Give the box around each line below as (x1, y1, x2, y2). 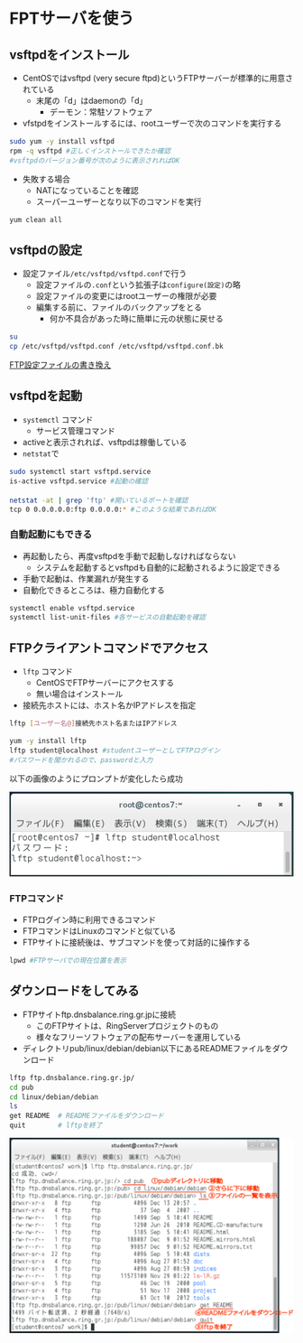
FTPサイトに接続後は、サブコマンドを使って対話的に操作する (22, 937, 251, 948)
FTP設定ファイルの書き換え (9, 359, 112, 370)
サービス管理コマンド (35, 425, 115, 436)
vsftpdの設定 (9, 242, 83, 257)
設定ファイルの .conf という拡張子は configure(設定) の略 (35, 279, 241, 290)
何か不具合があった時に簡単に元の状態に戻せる (49, 313, 224, 324)
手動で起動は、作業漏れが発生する (22, 573, 150, 583)
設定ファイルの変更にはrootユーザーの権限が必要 (35, 291, 217, 302)
